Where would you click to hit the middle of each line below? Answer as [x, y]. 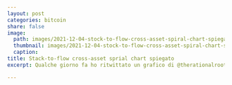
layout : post [26, 13]
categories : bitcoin [37, 20]
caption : [26, 53]
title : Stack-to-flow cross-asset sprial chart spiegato [91, 59]
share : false [26, 26]
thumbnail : [29, 46]
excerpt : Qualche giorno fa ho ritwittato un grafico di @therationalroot [117, 65]
